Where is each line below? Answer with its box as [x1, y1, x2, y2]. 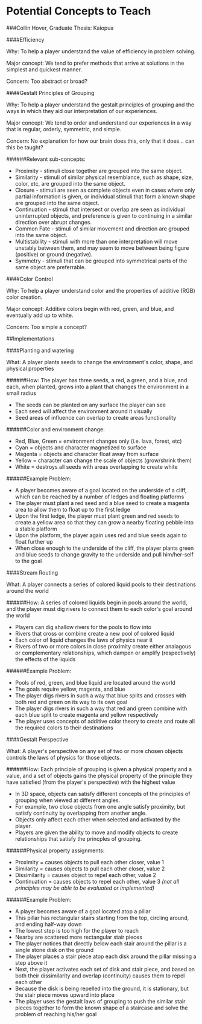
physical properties [6, 365, 54, 372]
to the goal [14, 557, 42, 564]
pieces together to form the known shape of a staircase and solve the [14, 1004, 188, 1011]
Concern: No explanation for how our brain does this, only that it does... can [6, 137, 195, 145]
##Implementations [6, 334, 55, 342]
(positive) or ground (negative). [14, 250, 93, 258]
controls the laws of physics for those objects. [6, 754, 122, 761]
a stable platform [14, 525, 57, 532]
